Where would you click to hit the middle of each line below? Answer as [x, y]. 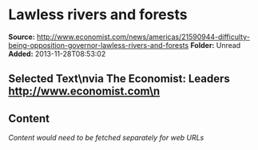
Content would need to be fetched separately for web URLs [106, 138]
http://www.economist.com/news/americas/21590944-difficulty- [143, 37]
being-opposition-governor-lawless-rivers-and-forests [99, 45]
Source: [22, 37]
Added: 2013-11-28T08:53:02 [57, 53]
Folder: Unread [216, 45]
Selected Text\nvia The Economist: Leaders [119, 79]
